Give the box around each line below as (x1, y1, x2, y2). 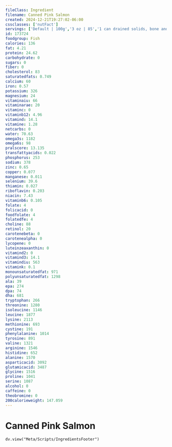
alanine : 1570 (5, 355, 36, 360)
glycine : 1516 (5, 369, 36, 374)
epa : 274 (5, 284, 24, 289)
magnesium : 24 (5, 93, 36, 98)
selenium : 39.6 (5, 179, 38, 184)
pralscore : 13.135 (5, 145, 45, 151)
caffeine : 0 (5, 388, 31, 393)
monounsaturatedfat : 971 (5, 269, 58, 274)
